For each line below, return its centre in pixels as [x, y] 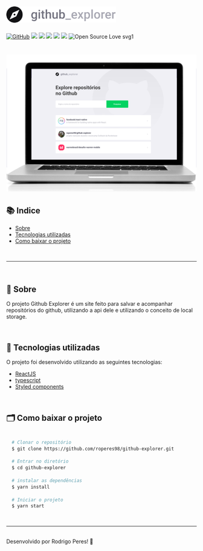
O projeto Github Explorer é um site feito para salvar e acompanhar [90, 304]
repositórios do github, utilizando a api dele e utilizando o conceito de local [100, 310]
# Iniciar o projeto [37, 500]
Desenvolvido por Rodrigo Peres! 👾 [50, 541]
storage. [17, 317]
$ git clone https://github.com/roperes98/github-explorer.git [93, 449]
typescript [28, 380]
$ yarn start [28, 506]
